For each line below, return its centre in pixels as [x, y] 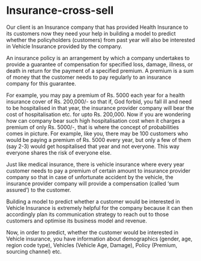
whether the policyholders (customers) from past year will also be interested [100, 40]
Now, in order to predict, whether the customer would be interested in [92, 232]
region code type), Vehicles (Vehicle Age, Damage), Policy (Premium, [92, 245]
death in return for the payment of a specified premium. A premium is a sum [100, 70]
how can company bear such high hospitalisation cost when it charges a [95, 120]
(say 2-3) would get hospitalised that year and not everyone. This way [93, 146]
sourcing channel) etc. [34, 251]
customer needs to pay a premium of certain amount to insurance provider [98, 170]
